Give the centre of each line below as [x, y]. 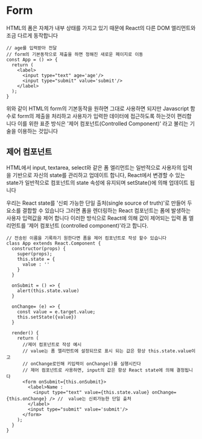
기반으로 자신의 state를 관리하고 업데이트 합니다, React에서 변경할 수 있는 [99, 175]
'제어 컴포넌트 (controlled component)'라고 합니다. [88, 225]
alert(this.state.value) [48, 291]
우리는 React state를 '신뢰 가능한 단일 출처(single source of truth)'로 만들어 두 [99, 203]
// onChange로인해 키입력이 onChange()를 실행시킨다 [81, 364]
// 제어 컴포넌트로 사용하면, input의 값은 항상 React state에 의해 [98, 370]
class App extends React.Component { [54, 243]
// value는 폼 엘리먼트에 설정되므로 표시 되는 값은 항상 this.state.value [107, 351]
